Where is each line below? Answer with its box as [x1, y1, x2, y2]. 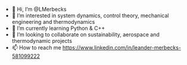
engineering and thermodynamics [11, 18, 95, 25]
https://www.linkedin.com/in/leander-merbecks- [62, 44, 182, 51]
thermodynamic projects [11, 38, 73, 44]
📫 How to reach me [11, 44, 61, 51]
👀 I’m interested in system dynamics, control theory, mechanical [11, 12, 169, 19]
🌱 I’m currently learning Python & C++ [11, 24, 105, 32]
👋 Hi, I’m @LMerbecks [11, 6, 67, 13]
